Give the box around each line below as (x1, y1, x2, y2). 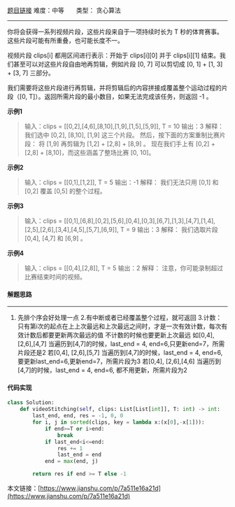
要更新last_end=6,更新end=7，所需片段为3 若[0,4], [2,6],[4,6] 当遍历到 (17, 357, 222, 366)
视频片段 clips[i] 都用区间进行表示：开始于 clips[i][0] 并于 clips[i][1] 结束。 (7, 51, 220, 60)
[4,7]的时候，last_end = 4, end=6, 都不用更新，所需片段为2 (17, 366, 187, 375)
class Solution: (7, 399, 55, 406)
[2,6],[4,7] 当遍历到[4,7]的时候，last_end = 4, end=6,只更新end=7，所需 (17, 340, 225, 348)
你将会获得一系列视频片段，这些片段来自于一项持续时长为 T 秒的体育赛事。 (7, 27, 223, 36)
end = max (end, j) (44, 458, 99, 465)
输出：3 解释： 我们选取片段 (137, 225, 218, 233)
